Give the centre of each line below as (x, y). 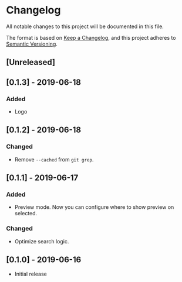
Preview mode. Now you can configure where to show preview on (94, 207)
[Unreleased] (31, 62)
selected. (26, 214)
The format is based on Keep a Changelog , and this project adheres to (91, 37)
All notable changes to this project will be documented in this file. (85, 26)
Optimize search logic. (42, 241)
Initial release (31, 274)
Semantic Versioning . (32, 44)
